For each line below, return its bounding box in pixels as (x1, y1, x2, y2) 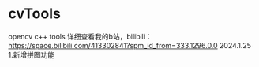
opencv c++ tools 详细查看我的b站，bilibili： (8, 32, 152, 41)
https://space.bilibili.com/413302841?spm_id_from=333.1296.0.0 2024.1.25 (8, 40, 251, 50)
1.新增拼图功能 (8, 50, 55, 59)
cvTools (8, 5, 61, 23)
